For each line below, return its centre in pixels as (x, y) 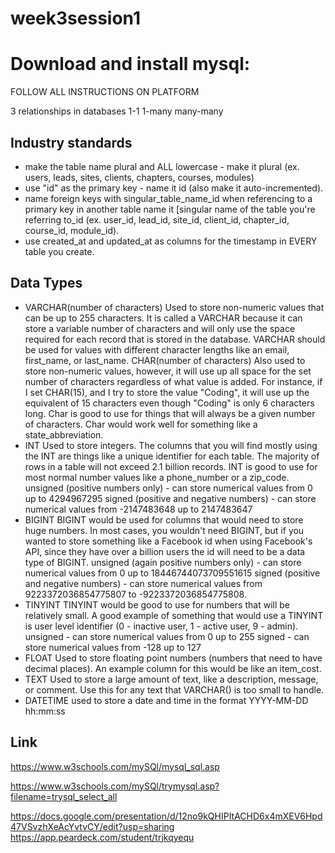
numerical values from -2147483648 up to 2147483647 (138, 509)
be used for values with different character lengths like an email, (157, 349)
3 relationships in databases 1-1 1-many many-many (117, 111)
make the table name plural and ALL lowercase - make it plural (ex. (162, 166)
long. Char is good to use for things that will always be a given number (170, 413)
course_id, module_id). (72, 230)
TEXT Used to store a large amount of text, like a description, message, (171, 679)
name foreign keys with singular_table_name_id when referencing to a (168, 198)
